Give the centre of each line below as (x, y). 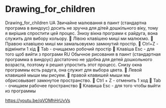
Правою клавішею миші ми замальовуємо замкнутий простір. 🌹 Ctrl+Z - (82, 43)
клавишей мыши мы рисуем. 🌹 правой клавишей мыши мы (68, 75)
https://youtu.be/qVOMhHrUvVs (38, 100)
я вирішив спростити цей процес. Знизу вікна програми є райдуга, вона (82, 33)
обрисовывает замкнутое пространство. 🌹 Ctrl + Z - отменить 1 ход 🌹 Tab (83, 80)
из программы (21, 91)
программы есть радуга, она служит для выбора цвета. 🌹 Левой (74, 70)
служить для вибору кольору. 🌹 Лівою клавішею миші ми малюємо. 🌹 (79, 38)
